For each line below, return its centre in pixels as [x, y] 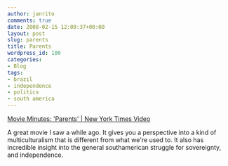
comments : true [29, 20]
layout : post [26, 33]
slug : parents [28, 40]
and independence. [35, 155]
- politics [23, 92]
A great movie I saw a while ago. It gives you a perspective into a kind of [112, 132]
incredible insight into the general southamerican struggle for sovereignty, [114, 147]
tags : [15, 72]
